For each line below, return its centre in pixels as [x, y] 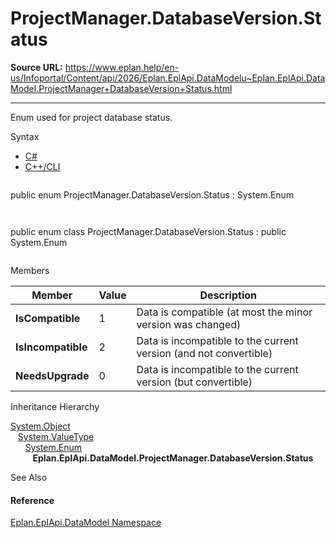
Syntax [25, 136]
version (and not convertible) [204, 353]
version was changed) [189, 324]
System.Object [40, 426]
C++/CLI [42, 166]
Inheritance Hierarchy [55, 406]
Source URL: [36, 67]
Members [30, 270]
